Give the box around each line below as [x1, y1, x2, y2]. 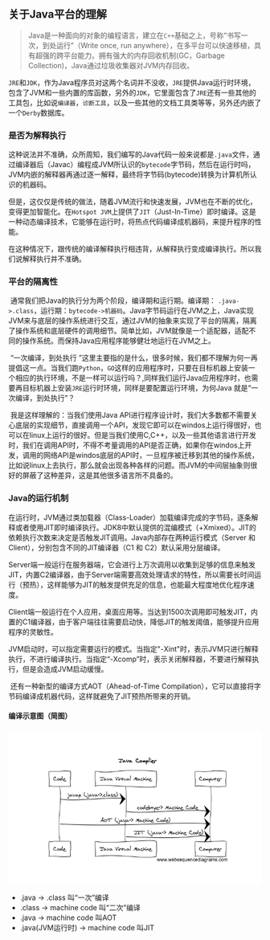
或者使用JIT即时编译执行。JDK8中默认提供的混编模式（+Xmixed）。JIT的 [14, 522, 257, 532]
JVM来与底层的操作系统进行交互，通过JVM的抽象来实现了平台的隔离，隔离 [8, 316, 257, 325]
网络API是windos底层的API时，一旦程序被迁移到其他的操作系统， [43, 451, 260, 460]
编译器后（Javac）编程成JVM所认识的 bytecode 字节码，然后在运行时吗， [14, 160, 256, 170]
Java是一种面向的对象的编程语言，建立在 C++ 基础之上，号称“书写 [27, 31, 241, 40]
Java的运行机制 [8, 492, 69, 504]
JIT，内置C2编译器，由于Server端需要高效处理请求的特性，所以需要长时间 [8, 570, 255, 579]
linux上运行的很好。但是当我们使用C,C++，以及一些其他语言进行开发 [29, 431, 257, 440]
